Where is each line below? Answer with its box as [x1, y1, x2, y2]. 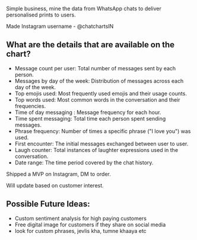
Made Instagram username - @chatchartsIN [6, 23, 114, 30]
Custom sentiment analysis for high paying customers [14, 215, 147, 222]
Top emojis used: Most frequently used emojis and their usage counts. [14, 90, 187, 97]
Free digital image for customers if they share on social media [14, 221, 166, 228]
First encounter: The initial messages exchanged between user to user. [14, 140, 189, 147]
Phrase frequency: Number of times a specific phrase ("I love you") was [14, 127, 191, 135]
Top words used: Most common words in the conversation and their [14, 96, 180, 103]
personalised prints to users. [6, 11, 76, 18]
